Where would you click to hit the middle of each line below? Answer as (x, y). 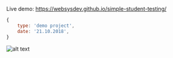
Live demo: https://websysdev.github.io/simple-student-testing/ (86, 9)
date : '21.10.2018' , (43, 31)
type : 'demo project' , (46, 26)
